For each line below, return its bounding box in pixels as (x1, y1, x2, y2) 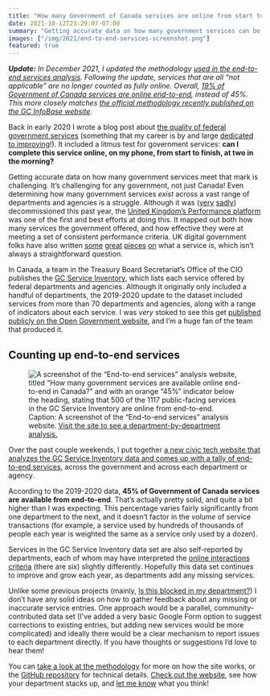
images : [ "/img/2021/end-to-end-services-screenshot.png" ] (8, 34, 211, 43)
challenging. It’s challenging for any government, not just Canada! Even (8, 180, 244, 190)
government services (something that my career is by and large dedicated (8, 130, 254, 141)
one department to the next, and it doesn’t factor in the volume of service (8, 512, 252, 521)
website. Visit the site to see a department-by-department (28, 420, 221, 430)
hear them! (8, 645, 44, 655)
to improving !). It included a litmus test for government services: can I (8, 139, 239, 149)
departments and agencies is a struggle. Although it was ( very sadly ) (8, 198, 237, 208)
